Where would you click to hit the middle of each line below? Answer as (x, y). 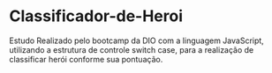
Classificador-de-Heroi (96, 16)
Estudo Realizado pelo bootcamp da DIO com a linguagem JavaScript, (137, 40)
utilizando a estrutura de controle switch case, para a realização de (132, 49)
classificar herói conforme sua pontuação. (86, 59)
